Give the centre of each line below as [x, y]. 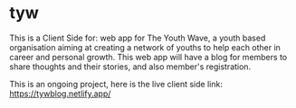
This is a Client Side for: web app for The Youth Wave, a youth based [138, 38]
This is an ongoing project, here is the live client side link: [116, 84]
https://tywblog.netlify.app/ [60, 94]
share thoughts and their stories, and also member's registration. [130, 67]
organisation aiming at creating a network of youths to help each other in [145, 47]
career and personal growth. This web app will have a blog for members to [148, 57]
